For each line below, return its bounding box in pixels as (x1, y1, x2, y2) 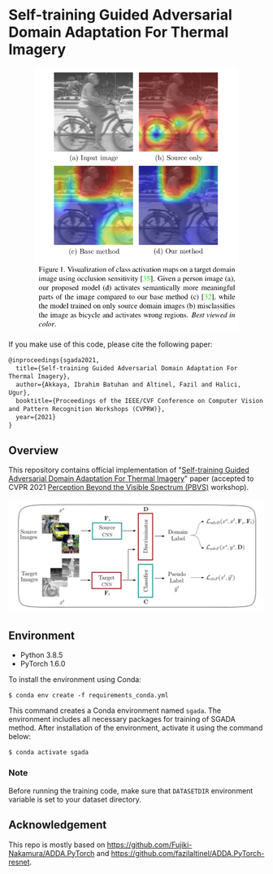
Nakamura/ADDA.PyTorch (8, 848, 95, 858)
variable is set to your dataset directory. (8, 794, 142, 804)
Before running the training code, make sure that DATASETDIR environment (8, 785, 253, 795)
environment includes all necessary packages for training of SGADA (8, 714, 236, 724)
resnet (8, 857, 30, 867)
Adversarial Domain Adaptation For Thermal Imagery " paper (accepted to (8, 474, 254, 483)
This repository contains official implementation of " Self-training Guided (8, 465, 249, 475)
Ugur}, (8, 389, 31, 397)
